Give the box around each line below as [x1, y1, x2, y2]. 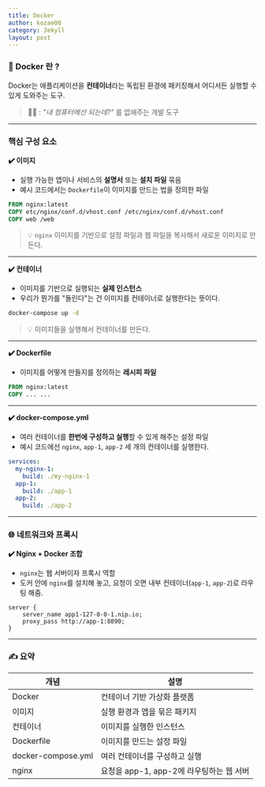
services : [8, 458, 41, 466]
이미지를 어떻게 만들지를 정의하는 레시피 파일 [19, 368, 157, 377]
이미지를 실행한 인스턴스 [100, 721, 185, 732]
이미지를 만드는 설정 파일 [100, 736, 188, 747]
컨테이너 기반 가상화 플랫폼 [100, 691, 195, 703]
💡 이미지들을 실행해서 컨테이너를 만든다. [27, 324, 151, 334]
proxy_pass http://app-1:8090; [22, 617, 125, 625]
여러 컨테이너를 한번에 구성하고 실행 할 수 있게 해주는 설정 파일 [19, 432, 209, 442]
